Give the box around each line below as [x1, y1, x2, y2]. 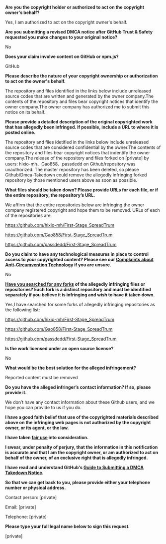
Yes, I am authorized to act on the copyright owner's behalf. [5, 19, 128, 25]
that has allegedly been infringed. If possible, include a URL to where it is [5, 124, 159, 130]
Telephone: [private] [5, 514, 47, 520]
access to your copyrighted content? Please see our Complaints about [5, 257, 154, 262]
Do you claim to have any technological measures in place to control [5, 251, 149, 257]
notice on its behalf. [5, 109, 46, 115]
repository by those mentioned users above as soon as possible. [5, 177, 138, 183]
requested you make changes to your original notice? [5, 34, 118, 40]
